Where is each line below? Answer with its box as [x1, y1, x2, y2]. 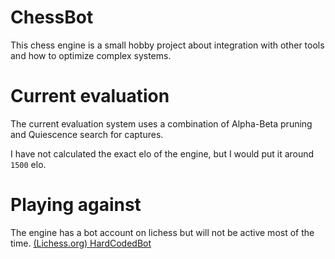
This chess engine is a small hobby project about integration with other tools [10, 39, 325, 51]
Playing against [10, 194, 142, 216]
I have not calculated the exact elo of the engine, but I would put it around [10, 147, 315, 160]
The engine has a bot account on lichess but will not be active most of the [10, 226, 315, 238]
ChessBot [10, 6, 94, 29]
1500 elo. [10, 158, 47, 170]
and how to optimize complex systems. [10, 49, 172, 61]
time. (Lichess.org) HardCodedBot [10, 237, 152, 249]
